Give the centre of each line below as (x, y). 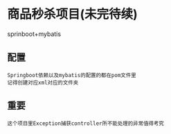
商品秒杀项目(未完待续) (73, 14)
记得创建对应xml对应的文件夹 (43, 83)
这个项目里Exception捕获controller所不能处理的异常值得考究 (85, 123)
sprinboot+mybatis (34, 34)
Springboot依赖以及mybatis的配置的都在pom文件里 (72, 75)
